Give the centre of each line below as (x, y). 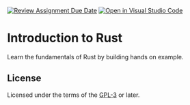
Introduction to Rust (65, 38)
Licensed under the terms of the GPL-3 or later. (73, 95)
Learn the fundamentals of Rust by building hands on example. (95, 57)
